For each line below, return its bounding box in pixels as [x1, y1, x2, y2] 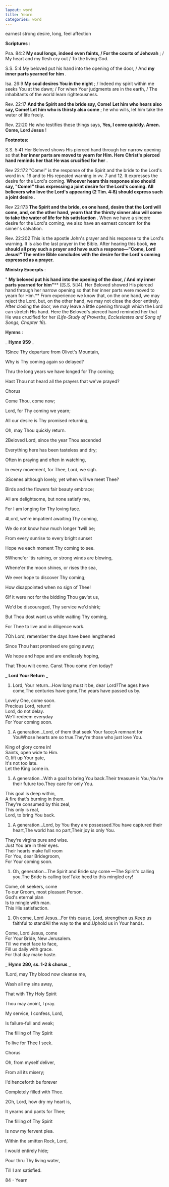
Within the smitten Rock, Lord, [5, 1138, 68, 1144]
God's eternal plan [5, 894, 44, 901]
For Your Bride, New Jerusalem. [5, 935, 72, 942]
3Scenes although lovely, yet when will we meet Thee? [5, 476, 120, 482]
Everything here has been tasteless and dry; [5, 447, 97, 453]
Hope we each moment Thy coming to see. [5, 545, 95, 551]
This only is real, [5, 807, 39, 813]
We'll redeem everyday [5, 714, 53, 720]
